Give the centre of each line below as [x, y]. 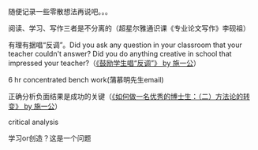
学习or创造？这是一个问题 [50, 138]
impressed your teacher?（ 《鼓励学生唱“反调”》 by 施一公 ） [105, 63]
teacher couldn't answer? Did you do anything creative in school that [120, 54]
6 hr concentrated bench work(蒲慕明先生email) [86, 80]
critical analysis [34, 122]
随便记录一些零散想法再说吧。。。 [60, 11]
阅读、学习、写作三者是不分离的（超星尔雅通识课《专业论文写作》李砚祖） [129, 28]
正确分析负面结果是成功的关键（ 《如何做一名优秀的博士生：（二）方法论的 [125, 96]
